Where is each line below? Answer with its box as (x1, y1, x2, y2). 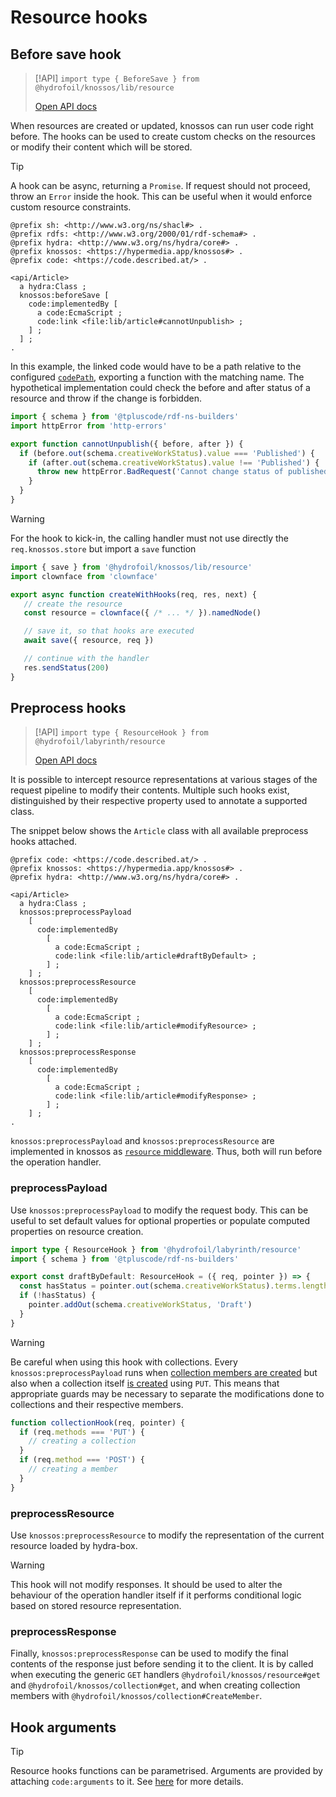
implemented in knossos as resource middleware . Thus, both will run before (10, 1146, 323, 1158)
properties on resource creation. (10, 1225, 144, 1237)
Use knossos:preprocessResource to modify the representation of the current (10, 1529, 325, 1541)
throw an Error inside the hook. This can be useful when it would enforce (10, 191, 313, 202)
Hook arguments (10, 1719, 117, 1736)
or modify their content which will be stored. (10, 141, 193, 153)
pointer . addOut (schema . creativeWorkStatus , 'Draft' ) (28, 1300, 253, 1310)
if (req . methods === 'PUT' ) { (19, 1427, 145, 1437)
